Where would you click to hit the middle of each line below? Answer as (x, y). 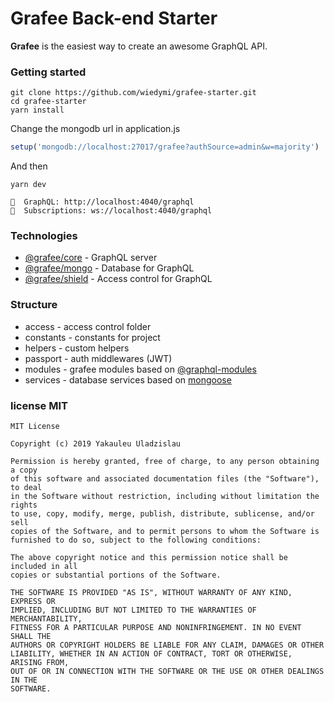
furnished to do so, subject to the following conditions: (136, 540)
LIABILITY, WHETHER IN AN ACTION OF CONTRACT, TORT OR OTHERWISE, (151, 654)
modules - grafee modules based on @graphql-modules (140, 369)
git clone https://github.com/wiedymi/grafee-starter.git (133, 93)
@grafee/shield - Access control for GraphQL (118, 279)
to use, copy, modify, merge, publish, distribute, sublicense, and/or (162, 514)
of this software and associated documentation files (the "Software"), (165, 479)
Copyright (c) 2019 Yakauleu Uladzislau (96, 444)
